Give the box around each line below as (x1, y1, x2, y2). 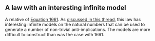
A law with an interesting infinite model (5, 4, 126, 12)
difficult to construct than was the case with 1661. (5, 31, 105, 37)
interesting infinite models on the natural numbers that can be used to (5, 21, 145, 27)
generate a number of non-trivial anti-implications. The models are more (5, 26, 151, 32)
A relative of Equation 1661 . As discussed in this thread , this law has (5, 16, 141, 22)
